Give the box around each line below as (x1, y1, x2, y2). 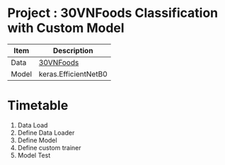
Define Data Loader (17, 128, 75, 137)
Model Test (17, 151, 51, 159)
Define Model (17, 136, 58, 144)
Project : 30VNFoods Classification (7, 5, 218, 21)
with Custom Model (7, 20, 125, 36)
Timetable (7, 98, 69, 114)
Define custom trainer (17, 143, 81, 152)
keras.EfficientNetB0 (38, 69, 108, 79)
